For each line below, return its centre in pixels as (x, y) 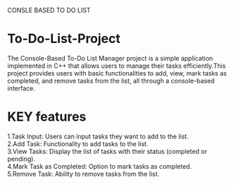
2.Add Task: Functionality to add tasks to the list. (78, 143)
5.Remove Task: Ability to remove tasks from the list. (84, 174)
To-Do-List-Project (64, 39)
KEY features (47, 117)
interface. (21, 88)
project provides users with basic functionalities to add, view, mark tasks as (117, 73)
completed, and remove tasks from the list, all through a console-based (111, 80)
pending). (21, 159)
